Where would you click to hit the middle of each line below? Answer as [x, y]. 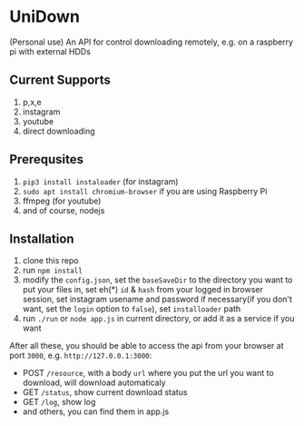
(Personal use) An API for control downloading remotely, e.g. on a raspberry [151, 42]
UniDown [44, 17]
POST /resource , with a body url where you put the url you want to [148, 373]
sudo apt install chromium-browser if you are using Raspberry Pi [145, 191]
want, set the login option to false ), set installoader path [132, 309]
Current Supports [60, 80]
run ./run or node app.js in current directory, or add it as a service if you [158, 319]
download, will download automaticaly [94, 382]
